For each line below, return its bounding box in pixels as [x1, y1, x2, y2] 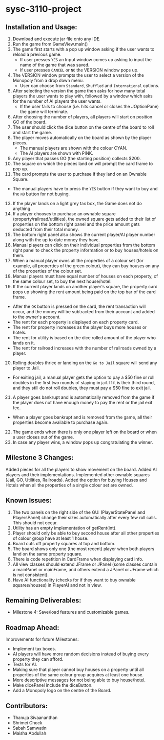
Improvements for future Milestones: [5, 636, 79, 642]
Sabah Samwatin [12, 725, 47, 731]
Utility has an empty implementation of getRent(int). [12, 525, 117, 531]
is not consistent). [12, 572, 49, 578]
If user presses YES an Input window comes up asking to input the [20, 57, 152, 62]
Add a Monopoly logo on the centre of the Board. [12, 688, 112, 694]
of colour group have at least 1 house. [12, 535, 89, 541]
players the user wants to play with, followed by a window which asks [12, 93, 153, 99]
